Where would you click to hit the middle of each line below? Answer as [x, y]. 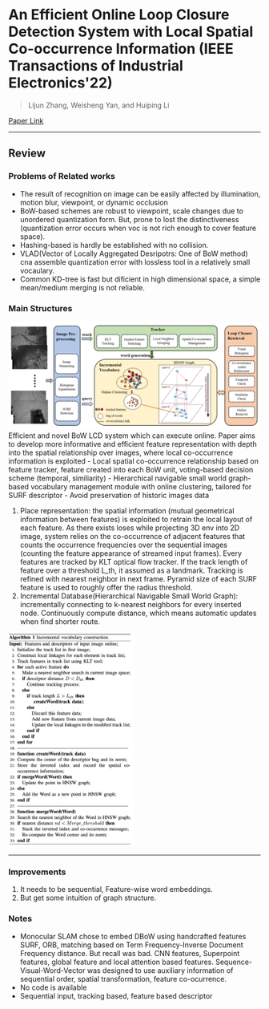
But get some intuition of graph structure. [88, 898]
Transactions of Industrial [96, 66]
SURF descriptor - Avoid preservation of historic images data [109, 495]
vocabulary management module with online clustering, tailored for [141, 486]
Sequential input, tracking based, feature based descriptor [116, 995]
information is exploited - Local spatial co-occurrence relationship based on [133, 461]
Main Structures [40, 308]
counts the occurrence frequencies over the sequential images [124, 545]
